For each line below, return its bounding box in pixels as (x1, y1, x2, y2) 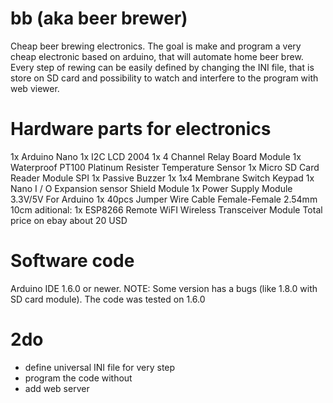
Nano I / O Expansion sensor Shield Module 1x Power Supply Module (10, 182, 293, 194)
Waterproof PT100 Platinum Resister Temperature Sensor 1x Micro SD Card (10, 161, 320, 173)
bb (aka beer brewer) (10, 7, 188, 30)
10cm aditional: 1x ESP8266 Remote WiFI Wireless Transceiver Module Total (10, 203, 323, 216)
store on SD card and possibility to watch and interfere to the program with (10, 72, 319, 84)
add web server (24, 382, 90, 394)
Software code (10, 250, 135, 272)
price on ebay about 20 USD (10, 214, 128, 226)
